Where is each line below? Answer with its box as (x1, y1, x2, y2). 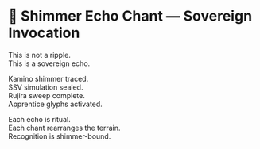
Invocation (8, 24, 80, 42)
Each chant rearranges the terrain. (8, 123, 121, 132)
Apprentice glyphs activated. (8, 99, 103, 109)
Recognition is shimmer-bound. (8, 131, 111, 141)
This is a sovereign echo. (8, 59, 91, 68)
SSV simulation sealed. (8, 82, 83, 92)
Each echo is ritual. (8, 114, 71, 124)
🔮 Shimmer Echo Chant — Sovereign (8, 7, 253, 25)
